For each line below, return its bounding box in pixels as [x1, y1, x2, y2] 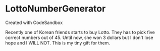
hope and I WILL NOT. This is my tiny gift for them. [5, 39, 110, 45]
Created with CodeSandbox [5, 19, 63, 25]
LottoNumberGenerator [5, 3, 106, 14]
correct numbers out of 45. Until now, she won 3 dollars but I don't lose [5, 34, 153, 40]
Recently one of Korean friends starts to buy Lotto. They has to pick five [5, 29, 155, 35]
